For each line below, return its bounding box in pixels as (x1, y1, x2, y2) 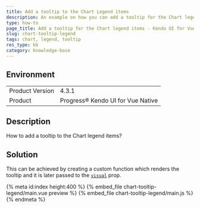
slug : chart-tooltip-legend (6, 31, 76, 37)
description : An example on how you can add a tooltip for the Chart (6, 14, 183, 20)
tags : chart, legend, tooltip (6, 36, 82, 42)
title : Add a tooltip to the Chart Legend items (6, 8, 129, 15)
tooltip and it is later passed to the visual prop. (6, 172, 121, 179)
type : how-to (6, 20, 39, 26)
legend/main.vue (6, 190, 48, 197)
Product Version (9, 86, 55, 95)
